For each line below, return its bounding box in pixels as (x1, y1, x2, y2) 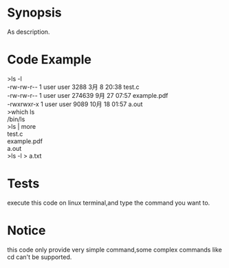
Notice (7, 223, 46, 238)
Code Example (7, 52, 91, 68)
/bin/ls (7, 115, 25, 123)
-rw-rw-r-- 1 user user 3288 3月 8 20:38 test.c (7, 83, 140, 91)
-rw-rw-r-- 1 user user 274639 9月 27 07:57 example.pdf (7, 91, 168, 99)
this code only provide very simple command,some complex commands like (7, 245, 222, 254)
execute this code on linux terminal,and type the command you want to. (7, 198, 210, 207)
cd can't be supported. (7, 253, 72, 261)
